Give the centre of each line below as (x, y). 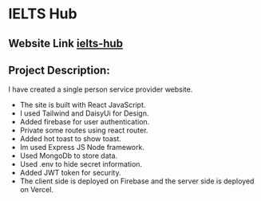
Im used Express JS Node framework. (82, 148)
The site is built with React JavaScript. (83, 105)
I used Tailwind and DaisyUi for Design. (84, 113)
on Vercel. (37, 190)
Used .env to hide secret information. (81, 164)
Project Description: (59, 70)
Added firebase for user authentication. (85, 122)
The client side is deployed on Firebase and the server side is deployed (137, 181)
